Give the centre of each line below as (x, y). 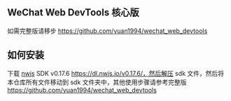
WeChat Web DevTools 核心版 (73, 13)
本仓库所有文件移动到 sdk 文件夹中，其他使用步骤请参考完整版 (97, 82)
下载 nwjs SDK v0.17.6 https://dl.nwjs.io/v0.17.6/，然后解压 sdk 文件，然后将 (116, 73)
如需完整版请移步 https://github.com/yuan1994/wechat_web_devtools (107, 31)
